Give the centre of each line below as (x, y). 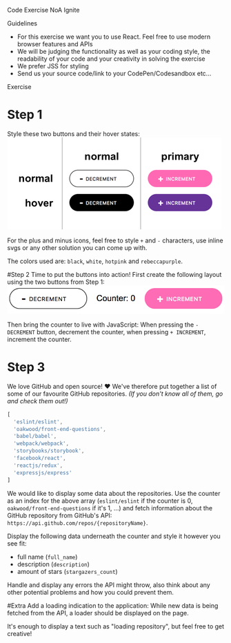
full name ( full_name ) (47, 557)
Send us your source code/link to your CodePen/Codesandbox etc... (114, 73)
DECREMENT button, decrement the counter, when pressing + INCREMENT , (107, 332)
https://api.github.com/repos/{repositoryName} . (78, 522)
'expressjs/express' (43, 472)
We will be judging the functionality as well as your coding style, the (113, 51)
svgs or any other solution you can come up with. (77, 247)
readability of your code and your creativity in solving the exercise (111, 59)
